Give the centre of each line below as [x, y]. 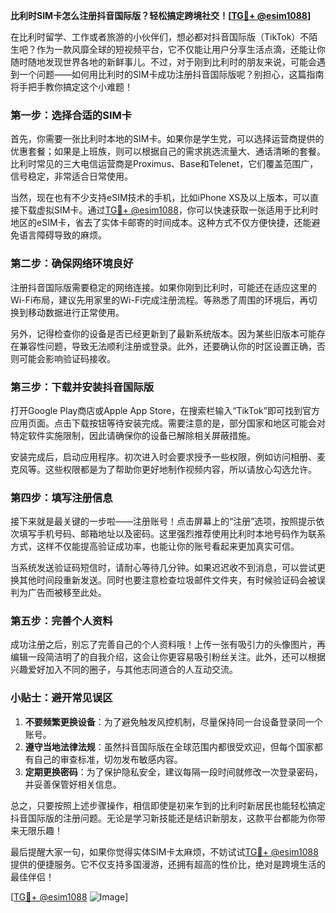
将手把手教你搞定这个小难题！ [71, 87]
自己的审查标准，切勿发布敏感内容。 [108, 759]
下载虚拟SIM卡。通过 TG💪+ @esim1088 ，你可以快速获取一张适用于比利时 [168, 210]
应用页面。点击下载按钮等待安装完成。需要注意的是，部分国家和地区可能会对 [168, 423]
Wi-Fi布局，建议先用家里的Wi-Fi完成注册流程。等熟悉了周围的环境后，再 [159, 300]
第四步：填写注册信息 [61, 497]
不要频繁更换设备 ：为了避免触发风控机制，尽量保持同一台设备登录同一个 [173, 721]
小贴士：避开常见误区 [61, 698]
